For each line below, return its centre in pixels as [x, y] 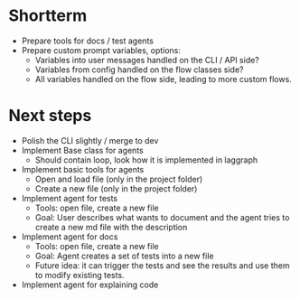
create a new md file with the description [111, 227]
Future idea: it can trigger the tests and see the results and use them [162, 265]
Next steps [50, 116]
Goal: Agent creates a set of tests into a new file [124, 256]
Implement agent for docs [70, 237]
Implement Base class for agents [82, 150]
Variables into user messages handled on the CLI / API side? [147, 60]
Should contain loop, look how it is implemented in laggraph [146, 160]
